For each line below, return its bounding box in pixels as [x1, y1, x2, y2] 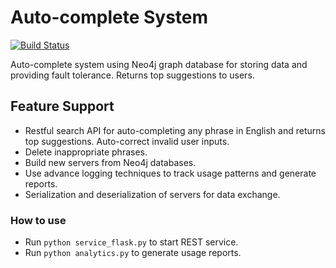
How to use [10, 213, 67, 227]
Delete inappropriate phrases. [24, 146, 148, 158]
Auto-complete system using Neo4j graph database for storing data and [10, 58, 308, 70]
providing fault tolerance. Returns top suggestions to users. [10, 69, 255, 81]
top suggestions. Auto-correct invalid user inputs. [24, 135, 230, 147]
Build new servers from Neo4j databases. [24, 156, 197, 168]
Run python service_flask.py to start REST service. [24, 236, 239, 248]
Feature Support [10, 98, 115, 115]
